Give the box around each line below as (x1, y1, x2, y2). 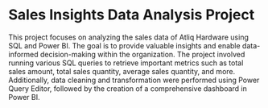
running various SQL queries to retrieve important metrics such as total (8, 58, 244, 68)
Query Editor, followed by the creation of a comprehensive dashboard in (8, 83, 248, 93)
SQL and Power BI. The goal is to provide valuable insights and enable (8, 40, 241, 50)
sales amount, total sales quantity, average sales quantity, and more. (8, 66, 236, 76)
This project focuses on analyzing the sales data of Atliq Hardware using (8, 32, 249, 42)
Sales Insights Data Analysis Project (8, 6, 255, 24)
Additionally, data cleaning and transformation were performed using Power (8, 75, 260, 85)
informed (8, 49, 39, 59)
